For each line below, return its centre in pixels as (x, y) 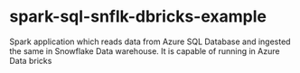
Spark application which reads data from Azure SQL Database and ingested (150, 41)
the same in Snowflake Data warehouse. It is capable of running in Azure (145, 50)
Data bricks (31, 60)
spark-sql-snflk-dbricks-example (138, 17)
